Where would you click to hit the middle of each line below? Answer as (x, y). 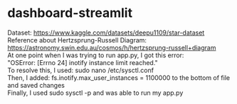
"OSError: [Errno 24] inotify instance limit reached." (83, 62)
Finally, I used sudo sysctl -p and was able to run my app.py (95, 93)
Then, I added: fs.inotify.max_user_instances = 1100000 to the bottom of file (118, 77)
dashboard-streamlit (70, 13)
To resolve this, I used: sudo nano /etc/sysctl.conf (81, 70)
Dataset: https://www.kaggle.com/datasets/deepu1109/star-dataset (106, 33)
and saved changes (36, 85)
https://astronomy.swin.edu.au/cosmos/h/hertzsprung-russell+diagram (112, 47)
